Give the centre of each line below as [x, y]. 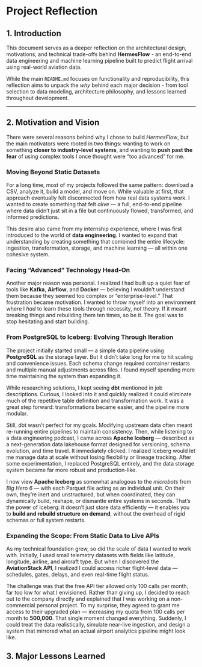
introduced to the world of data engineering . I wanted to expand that [92, 235]
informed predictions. [33, 217]
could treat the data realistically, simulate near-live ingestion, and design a [98, 624]
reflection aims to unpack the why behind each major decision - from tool [97, 85]
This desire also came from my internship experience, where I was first [94, 229]
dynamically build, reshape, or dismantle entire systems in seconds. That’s [98, 501]
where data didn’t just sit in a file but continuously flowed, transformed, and [100, 211]
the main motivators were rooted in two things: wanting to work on [88, 144]
